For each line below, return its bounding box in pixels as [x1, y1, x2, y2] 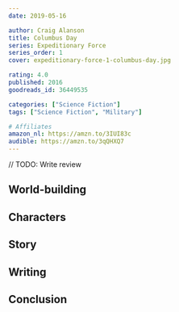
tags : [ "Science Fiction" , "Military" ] [8, 108, 143, 116]
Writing [8, 265, 47, 279]
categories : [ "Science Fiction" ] [8, 100, 121, 109]
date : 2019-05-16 [8, 11, 67, 20]
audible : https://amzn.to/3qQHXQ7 [8, 138, 125, 146]
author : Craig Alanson [8, 26, 85, 35]
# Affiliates [8, 123, 52, 131]
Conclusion [8, 292, 68, 306]
